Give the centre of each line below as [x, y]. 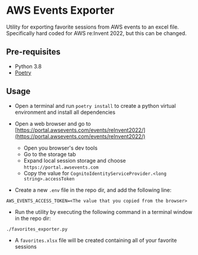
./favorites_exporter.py [37, 229]
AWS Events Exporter [60, 10]
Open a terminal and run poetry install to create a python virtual [95, 105]
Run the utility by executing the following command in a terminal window [103, 212]
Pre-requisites [33, 52]
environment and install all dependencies [65, 112]
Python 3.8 [28, 66]
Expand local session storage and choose [75, 160]
